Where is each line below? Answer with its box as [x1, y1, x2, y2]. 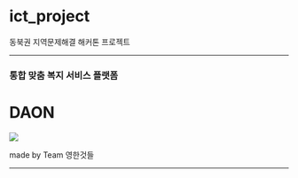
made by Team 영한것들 [9, 149, 95, 160]
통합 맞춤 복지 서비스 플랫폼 [9, 69, 119, 81]
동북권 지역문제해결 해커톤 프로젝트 [9, 36, 130, 47]
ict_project [9, 6, 90, 27]
